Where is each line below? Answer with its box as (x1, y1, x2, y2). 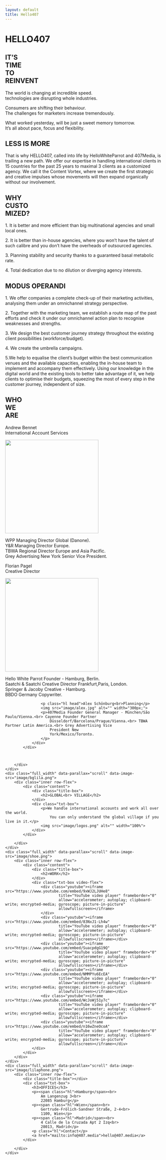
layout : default (5, 7, 39, 12)
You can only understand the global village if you (49, 815, 159, 820)
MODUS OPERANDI (5, 282, 66, 290)
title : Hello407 (5, 12, 39, 17)
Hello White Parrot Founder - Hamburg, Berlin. (5, 675, 100, 681)
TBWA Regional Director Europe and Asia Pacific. (5, 548, 106, 554)
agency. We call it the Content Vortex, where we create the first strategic (5, 168, 154, 174)
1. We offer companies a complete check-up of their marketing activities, (5, 295, 154, 301)
